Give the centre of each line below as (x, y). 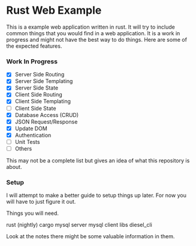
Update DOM (31, 128)
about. (14, 167)
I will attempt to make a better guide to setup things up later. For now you (97, 195)
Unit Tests (27, 142)
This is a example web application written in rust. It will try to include (91, 27)
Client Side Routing (39, 95)
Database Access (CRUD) (47, 115)
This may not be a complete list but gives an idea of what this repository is (98, 160)
